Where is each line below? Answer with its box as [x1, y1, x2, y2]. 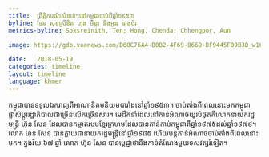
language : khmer [8, 77, 62, 85]
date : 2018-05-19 [8, 55, 74, 64]
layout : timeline [8, 70, 66, 78]
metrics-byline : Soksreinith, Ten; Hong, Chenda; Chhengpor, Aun [8, 26, 231, 34]
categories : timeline [8, 63, 81, 71]
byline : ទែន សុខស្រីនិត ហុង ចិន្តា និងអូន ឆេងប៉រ [8, 19, 137, 27]
